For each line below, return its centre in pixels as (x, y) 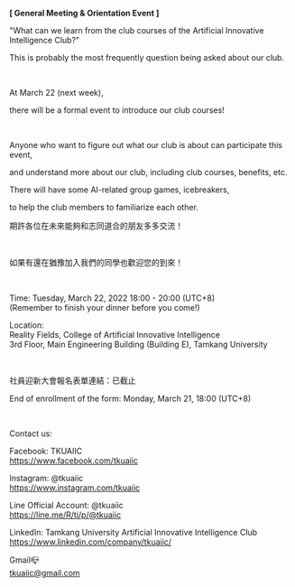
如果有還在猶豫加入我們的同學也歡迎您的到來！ (96, 262)
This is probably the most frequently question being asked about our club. (147, 57)
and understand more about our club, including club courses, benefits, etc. (148, 172)
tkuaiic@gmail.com (45, 573)
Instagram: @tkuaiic (46, 478)
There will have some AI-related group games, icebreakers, (120, 190)
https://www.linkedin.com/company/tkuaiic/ (91, 542)
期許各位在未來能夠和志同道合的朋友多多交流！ (96, 226)
